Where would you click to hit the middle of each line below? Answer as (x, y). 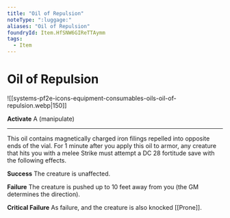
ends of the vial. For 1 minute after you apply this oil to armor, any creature (112, 145)
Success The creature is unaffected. (59, 173)
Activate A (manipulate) (41, 119)
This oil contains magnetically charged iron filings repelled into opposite (108, 138)
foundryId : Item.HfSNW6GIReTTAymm (56, 33)
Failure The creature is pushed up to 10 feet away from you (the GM (103, 186)
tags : (15, 39)
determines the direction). (44, 194)
